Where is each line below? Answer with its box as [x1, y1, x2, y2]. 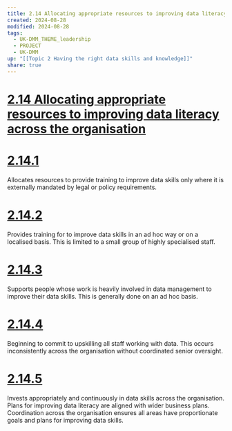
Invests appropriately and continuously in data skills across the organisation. [7, 394, 224, 402]
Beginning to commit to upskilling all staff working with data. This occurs [7, 339, 214, 347]
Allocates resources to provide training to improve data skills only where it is [7, 175, 224, 184]
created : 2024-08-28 [7, 17, 67, 24]
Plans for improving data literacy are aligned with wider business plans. [7, 401, 210, 410]
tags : [7, 29, 23, 37]
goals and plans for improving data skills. [7, 416, 124, 424]
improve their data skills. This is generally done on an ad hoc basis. [7, 292, 198, 300]
